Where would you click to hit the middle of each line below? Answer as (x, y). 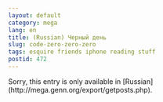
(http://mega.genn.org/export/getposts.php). (80, 89)
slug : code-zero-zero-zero (52, 45)
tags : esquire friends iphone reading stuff (82, 52)
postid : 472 (27, 60)
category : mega (33, 23)
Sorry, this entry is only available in (65, 81)
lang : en (22, 30)
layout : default (34, 15)
